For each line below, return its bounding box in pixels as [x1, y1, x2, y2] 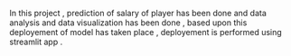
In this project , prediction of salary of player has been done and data [9, 8, 267, 18]
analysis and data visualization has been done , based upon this [9, 17, 248, 28]
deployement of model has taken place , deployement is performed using [9, 27, 282, 37]
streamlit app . [9, 36, 63, 47]
